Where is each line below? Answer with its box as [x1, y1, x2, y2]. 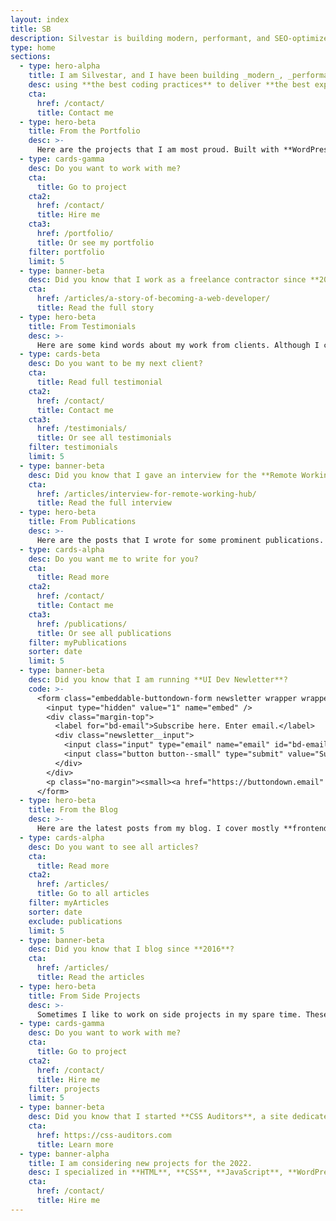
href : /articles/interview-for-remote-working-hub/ [36, 489, 257, 499]
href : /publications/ [36, 619, 128, 629]
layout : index [10, 14, 70, 25]
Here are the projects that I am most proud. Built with [36, 145, 280, 155]
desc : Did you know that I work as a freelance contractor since [28, 275, 307, 285]
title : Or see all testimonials [36, 433, 172, 443]
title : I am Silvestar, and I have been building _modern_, [28, 71, 284, 81]
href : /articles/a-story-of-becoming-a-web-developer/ [36, 294, 271, 304]
